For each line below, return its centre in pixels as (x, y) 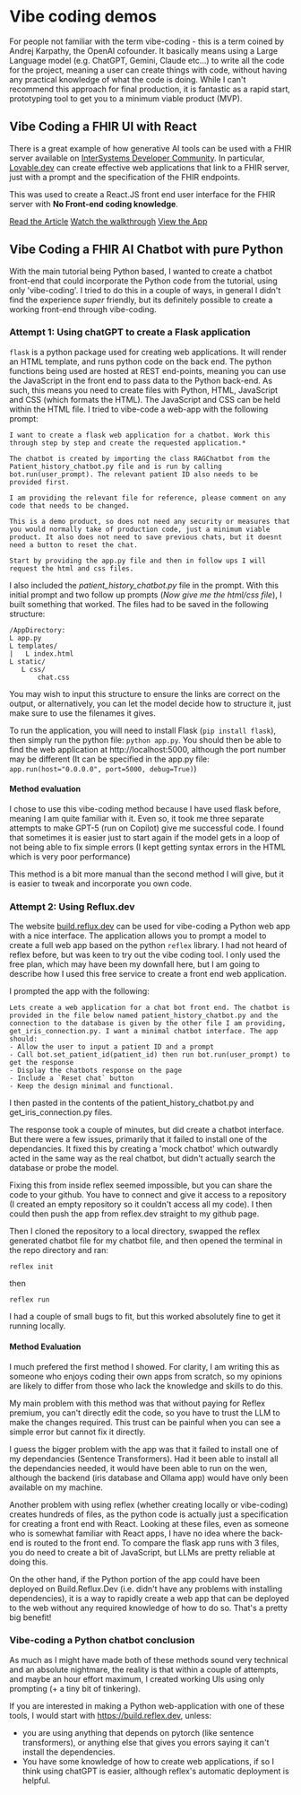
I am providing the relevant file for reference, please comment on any (148, 498)
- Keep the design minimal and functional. (92, 1086)
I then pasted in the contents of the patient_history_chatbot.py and (132, 1103)
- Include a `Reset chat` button (72, 1078)
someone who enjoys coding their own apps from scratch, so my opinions (146, 1376)
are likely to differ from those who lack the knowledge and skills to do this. (146, 1385)
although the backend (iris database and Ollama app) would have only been (149, 1477)
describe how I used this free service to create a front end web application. (148, 974)
